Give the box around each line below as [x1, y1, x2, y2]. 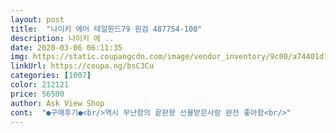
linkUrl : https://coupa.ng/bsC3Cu [10, 61, 155, 71]
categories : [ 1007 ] [10, 71, 92, 81]
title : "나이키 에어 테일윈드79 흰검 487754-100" [10, 24, 203, 34]
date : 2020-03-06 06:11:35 [10, 42, 123, 53]
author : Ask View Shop [10, 98, 105, 108]
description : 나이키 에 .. [10, 33, 115, 43]
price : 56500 [10, 89, 65, 99]
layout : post [10, 14, 65, 25]
